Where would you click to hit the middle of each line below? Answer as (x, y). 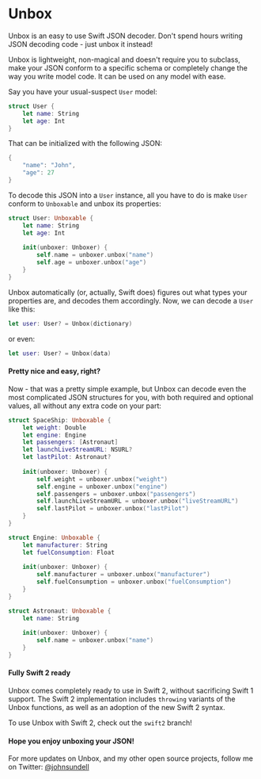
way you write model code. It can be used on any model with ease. (117, 76)
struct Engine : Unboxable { (55, 537)
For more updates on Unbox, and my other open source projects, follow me (130, 758)
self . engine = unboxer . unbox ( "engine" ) (102, 487)
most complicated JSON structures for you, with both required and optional (131, 397)
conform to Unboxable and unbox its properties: (85, 204)
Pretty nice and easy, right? (55, 371)
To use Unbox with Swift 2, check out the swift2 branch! (100, 723)
